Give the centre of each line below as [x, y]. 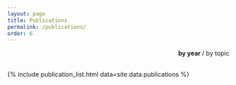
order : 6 [20, 33]
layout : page [26, 14]
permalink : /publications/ [47, 27]
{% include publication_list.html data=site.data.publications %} [99, 74]
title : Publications [38, 20]
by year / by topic [204, 53]
